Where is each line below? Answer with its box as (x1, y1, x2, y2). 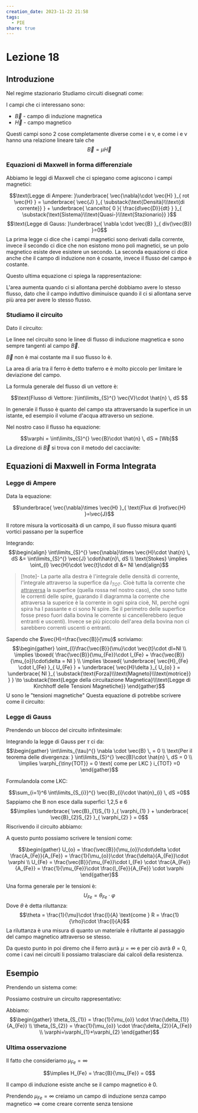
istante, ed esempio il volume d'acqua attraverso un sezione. (6, 412, 154, 419)
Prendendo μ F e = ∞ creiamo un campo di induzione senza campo (6, 1092, 167, 1101)
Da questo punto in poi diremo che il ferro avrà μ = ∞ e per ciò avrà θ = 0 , (6, 944, 187, 952)
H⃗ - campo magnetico (14, 119, 72, 126)
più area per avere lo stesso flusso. (6, 296, 92, 303)
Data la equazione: (6, 492, 52, 500)
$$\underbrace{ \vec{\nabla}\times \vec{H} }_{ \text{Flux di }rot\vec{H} (12, 504, 186, 511)
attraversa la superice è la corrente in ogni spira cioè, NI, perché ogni (20, 599, 190, 606)
